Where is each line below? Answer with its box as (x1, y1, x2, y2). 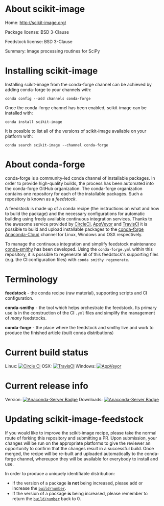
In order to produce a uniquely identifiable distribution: (5, 470, 115, 476)
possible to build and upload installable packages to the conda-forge (5, 226, 144, 232)
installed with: (5, 110, 33, 116)
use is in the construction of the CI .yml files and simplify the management (5, 310, 155, 315)
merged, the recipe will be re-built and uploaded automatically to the (5, 451, 143, 457)
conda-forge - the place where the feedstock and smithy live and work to (5, 324, 154, 330)
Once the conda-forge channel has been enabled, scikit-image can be (5, 104, 147, 111)
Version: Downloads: (5, 396, 103, 402)
